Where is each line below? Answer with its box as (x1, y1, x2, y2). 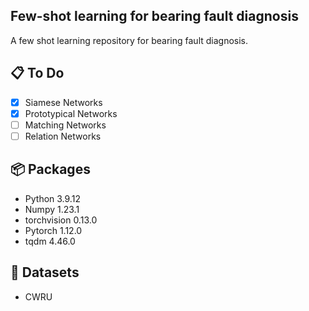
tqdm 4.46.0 (24, 235, 76, 247)
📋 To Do (10, 65, 65, 82)
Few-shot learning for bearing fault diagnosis (10, 8, 299, 25)
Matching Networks (24, 119, 107, 131)
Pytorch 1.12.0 (24, 224, 83, 236)
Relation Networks (24, 130, 102, 142)
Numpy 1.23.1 (24, 203, 80, 215)
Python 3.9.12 (24, 192, 81, 204)
